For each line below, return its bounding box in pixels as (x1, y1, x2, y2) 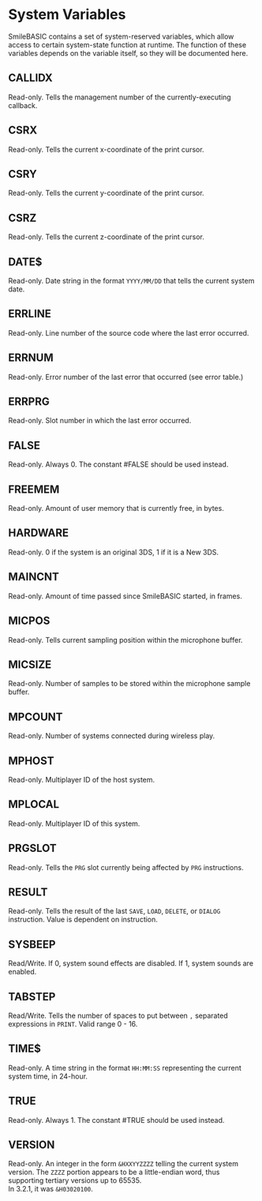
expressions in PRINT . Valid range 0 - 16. (8, 1019, 138, 1028)
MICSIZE (8, 658, 52, 671)
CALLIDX (8, 71, 53, 84)
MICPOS (8, 614, 51, 628)
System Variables (8, 6, 126, 24)
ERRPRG (8, 395, 50, 408)
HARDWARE (8, 527, 69, 540)
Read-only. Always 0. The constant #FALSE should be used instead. (8, 460, 229, 469)
